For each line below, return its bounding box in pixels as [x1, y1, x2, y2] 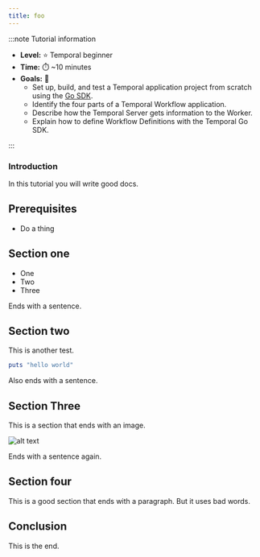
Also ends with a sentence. [8, 376, 98, 386]
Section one [8, 247, 70, 261]
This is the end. [8, 541, 60, 551]
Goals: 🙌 [19, 73, 50, 83]
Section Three [8, 399, 81, 413]
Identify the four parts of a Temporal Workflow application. [31, 99, 227, 109]
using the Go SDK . [31, 90, 93, 101]
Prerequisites [8, 202, 77, 216]
